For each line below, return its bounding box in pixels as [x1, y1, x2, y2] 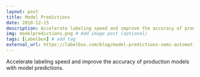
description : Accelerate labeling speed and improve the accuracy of [6, 25, 183, 31]
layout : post [6, 8, 39, 15]
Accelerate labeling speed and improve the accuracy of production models [6, 57, 189, 65]
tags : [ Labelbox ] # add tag [6, 36, 76, 42]
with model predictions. [6, 64, 64, 71]
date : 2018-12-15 [6, 20, 49, 25]
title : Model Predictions [6, 14, 70, 20]
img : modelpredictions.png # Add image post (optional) [6, 31, 148, 37]
